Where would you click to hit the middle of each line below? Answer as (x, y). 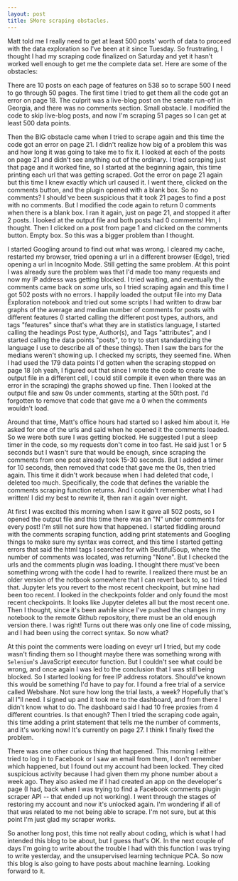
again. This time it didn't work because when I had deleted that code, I (110, 475)
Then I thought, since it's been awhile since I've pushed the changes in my (117, 609)
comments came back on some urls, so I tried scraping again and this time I (118, 287)
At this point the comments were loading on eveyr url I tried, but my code (114, 646)
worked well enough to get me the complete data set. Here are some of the (117, 63)
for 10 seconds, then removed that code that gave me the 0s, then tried (112, 467)
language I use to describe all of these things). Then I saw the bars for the (115, 347)
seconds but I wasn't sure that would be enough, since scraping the (107, 452)
